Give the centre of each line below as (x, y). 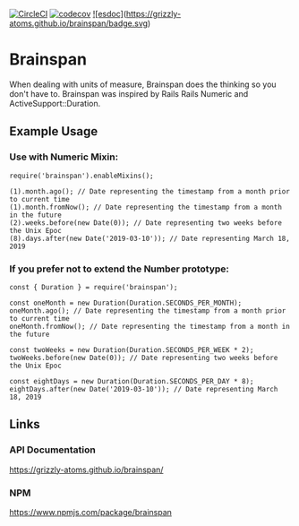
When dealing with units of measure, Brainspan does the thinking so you (143, 84)
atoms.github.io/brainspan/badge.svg (79, 23)
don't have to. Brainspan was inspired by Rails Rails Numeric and (129, 93)
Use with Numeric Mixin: (64, 157)
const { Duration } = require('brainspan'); (94, 287)
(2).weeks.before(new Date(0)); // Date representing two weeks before (145, 223)
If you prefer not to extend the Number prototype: (120, 269)
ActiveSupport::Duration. (55, 103)
